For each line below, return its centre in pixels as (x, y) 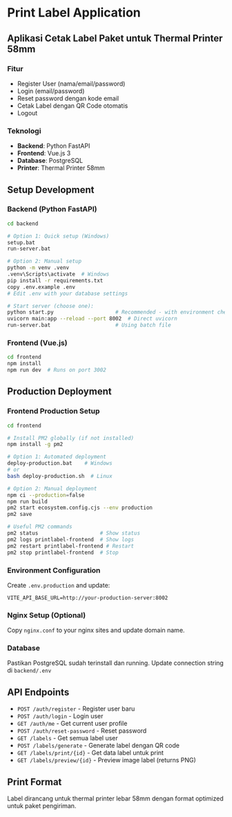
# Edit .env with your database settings (68, 294)
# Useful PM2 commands (40, 527)
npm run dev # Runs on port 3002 (57, 370)
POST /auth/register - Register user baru (76, 709)
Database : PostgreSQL (50, 161)
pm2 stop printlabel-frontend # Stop (63, 552)
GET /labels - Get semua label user (68, 738)
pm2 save (20, 515)
